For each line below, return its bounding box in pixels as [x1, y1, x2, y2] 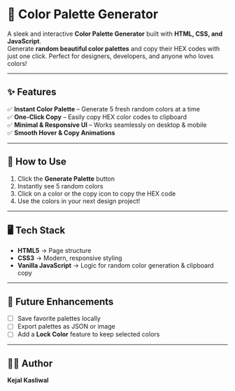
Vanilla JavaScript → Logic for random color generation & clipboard [17, 261, 215, 270]
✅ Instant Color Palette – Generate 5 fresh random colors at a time [7, 104, 201, 113]
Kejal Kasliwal [7, 376, 49, 385]
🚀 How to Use [7, 156, 66, 167]
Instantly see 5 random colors [17, 181, 104, 190]
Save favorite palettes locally [17, 315, 101, 323]
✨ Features [7, 86, 57, 98]
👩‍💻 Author [7, 357, 53, 369]
